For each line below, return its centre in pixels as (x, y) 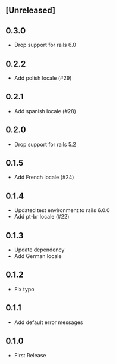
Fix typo (24, 289)
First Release (30, 355)
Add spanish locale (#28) (45, 111)
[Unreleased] (31, 10)
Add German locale (38, 256)
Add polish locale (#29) (43, 78)
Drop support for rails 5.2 (45, 144)
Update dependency (39, 250)
